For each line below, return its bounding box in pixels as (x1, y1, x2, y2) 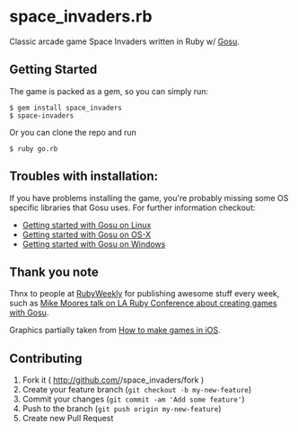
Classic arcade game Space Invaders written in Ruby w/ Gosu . (9, 36, 241, 47)
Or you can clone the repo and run (9, 127, 137, 137)
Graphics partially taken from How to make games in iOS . (9, 325, 221, 336)
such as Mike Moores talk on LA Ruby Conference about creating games (9, 298, 277, 309)
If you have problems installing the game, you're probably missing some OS (9, 192, 289, 203)
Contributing (9, 350, 83, 366)
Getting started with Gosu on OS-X (22, 229, 152, 240)
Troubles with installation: (9, 169, 159, 184)
